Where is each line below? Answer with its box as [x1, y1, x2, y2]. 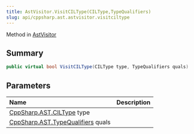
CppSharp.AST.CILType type [9, 108, 90, 117]
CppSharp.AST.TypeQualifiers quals [9, 118, 111, 126]
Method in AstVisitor [6, 31, 57, 38]
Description [116, 98, 151, 106]
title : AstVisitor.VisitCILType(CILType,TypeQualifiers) [6, 8, 151, 15]
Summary [6, 48, 44, 58]
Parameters [6, 80, 51, 90]
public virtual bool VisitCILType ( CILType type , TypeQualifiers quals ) [6, 64, 189, 70]
